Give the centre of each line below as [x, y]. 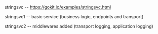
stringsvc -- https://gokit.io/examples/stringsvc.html [58, 7]
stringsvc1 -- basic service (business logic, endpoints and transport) [74, 17]
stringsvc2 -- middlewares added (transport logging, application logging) [79, 26]
